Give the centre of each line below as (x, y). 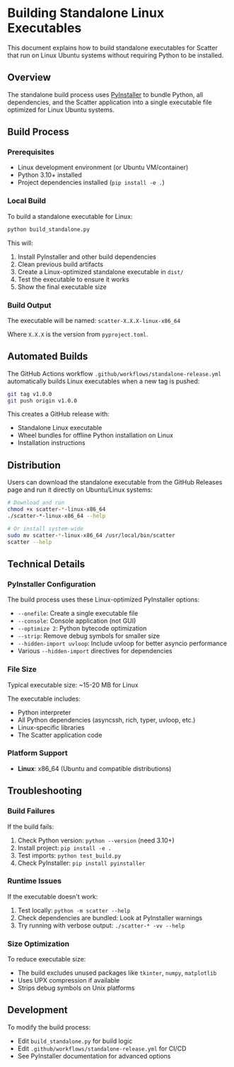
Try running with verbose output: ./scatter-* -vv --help (101, 925)
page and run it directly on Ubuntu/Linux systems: (80, 490)
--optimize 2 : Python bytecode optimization (82, 628)
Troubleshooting (45, 791)
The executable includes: (44, 699)
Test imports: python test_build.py (69, 855)
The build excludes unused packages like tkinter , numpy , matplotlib (117, 973)
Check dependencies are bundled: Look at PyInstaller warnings (110, 918)
